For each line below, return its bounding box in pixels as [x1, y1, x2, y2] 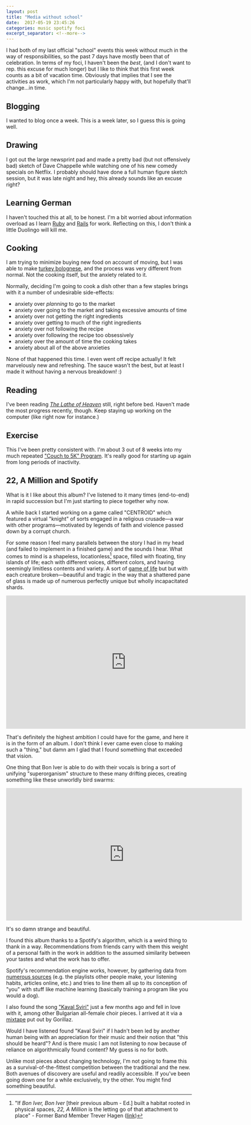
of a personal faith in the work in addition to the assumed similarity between [6, 949, 190, 957]
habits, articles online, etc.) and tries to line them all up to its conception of [6, 980, 187, 987]
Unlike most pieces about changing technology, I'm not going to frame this [6, 1058, 187, 1065]
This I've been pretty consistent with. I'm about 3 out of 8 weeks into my [6, 446, 182, 453]
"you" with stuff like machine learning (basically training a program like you [6, 986, 189, 993]
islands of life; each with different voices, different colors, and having [6, 559, 174, 566]
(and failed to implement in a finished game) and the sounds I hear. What [6, 545, 183, 552]
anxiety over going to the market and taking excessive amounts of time [14, 307, 187, 314]
